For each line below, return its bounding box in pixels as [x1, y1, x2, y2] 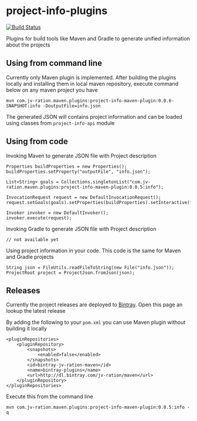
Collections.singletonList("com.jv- [61, 179, 151, 185]
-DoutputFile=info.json [43, 103, 101, 109]
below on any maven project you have [6, 86, 98, 93]
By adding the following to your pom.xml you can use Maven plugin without [6, 319, 186, 326]
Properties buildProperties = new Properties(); [6, 163, 127, 169]
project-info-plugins [6, 4, 108, 18]
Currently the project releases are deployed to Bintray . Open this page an [6, 301, 183, 308]
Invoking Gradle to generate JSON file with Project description [6, 225, 157, 232]
